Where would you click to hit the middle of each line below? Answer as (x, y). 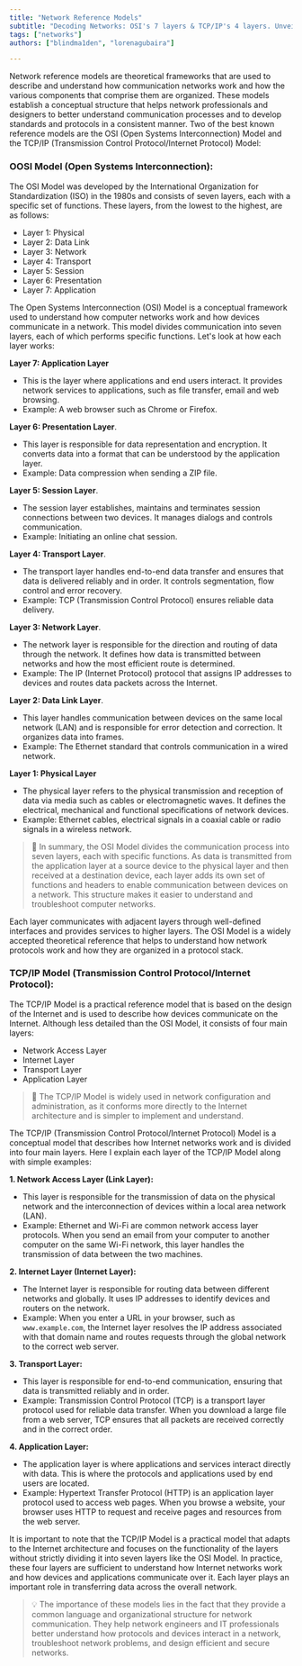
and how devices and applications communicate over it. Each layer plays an (149, 1577)
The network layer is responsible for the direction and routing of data (150, 644)
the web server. (51, 1521)
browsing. (41, 399)
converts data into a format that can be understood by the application (151, 453)
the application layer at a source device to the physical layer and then (160, 865)
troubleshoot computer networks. (93, 904)
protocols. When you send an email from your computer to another (146, 1235)
